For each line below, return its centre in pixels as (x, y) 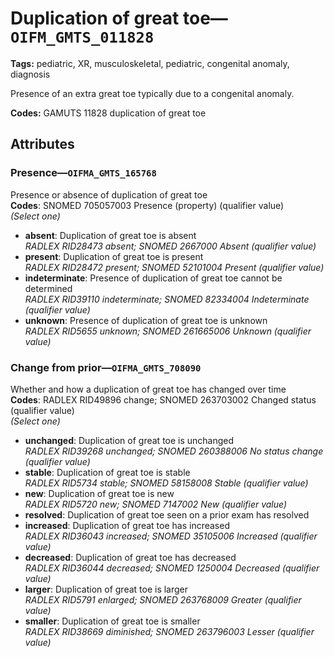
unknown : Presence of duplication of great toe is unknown (146, 320)
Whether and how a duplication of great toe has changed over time (148, 389)
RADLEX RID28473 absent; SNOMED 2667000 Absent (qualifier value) (170, 246)
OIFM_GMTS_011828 (82, 37)
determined (48, 288)
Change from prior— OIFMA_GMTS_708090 (106, 367)
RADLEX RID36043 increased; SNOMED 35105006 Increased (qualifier (171, 536)
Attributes (42, 144)
